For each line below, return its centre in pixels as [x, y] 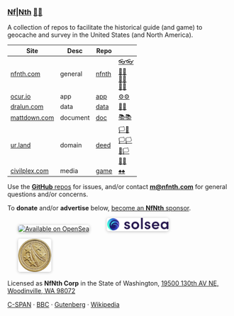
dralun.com [27, 106]
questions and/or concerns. [48, 194]
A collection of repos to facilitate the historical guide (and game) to [105, 28]
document [75, 118]
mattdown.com [32, 118]
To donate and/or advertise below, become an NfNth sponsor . [99, 208]
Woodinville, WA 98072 [41, 290]
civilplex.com [29, 171]
